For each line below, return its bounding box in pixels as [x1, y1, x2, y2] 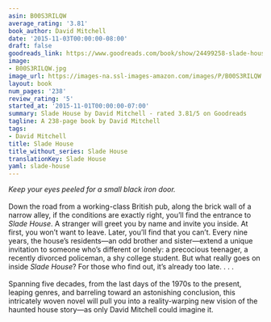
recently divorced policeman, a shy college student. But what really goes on [8, 253, 261, 263]
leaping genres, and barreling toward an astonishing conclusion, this [8, 288, 236, 298]
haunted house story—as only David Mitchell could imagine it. [8, 305, 214, 315]
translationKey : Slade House [8, 155, 106, 163]
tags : [8, 125, 27, 133]
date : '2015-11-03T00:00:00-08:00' [8, 34, 128, 43]
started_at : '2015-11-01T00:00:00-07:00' [8, 102, 150, 110]
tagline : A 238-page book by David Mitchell [8, 117, 161, 125]
